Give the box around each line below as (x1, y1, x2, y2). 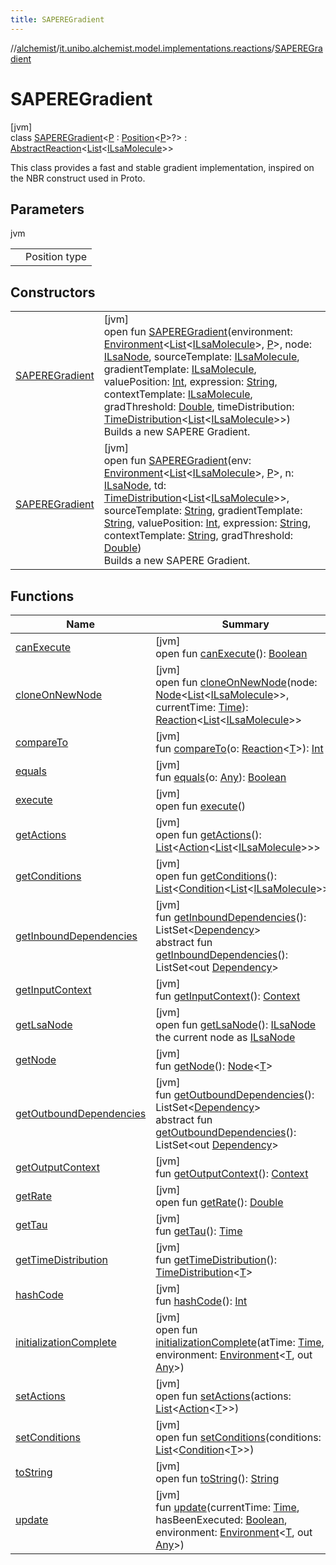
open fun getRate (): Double (155, 1196, 284, 1209)
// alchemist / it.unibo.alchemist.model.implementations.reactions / (10, 42, 275, 54)
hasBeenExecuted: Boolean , (155, 1513, 288, 1526)
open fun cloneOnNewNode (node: (155, 676, 318, 689)
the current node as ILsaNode (155, 1031, 296, 1044)
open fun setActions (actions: (155, 1389, 292, 1403)
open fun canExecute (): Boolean (155, 647, 308, 660)
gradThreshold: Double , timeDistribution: (103, 400, 295, 414)
